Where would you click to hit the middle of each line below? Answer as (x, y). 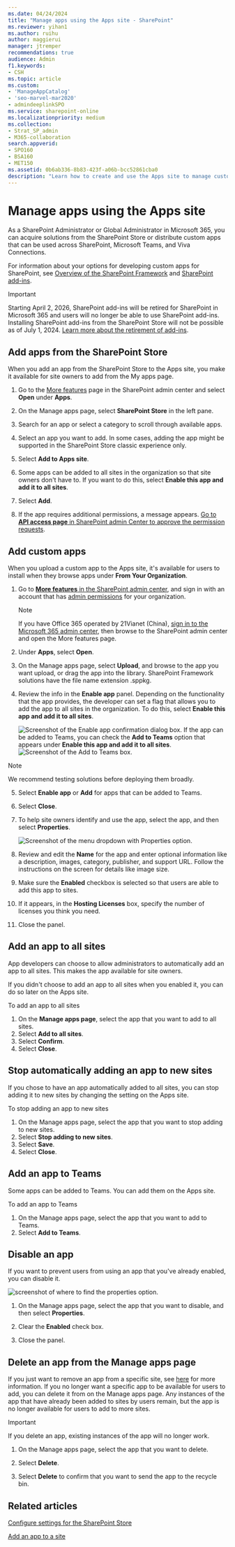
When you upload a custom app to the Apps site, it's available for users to (114, 568)
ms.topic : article (35, 79)
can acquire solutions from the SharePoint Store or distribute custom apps (115, 238)
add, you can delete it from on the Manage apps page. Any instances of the (116, 1394)
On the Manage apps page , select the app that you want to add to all (117, 1019)
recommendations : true (41, 53)
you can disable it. (34, 1279)
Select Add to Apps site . (53, 459)
